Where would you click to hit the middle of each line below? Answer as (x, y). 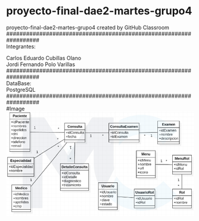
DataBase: (19, 83)
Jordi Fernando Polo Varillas (41, 64)
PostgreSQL (21, 89)
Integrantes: (21, 46)
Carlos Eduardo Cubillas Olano (44, 58)
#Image (15, 108)
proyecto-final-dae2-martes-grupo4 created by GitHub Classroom (88, 27)
